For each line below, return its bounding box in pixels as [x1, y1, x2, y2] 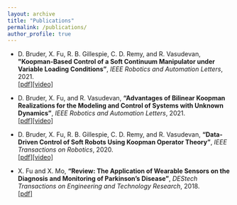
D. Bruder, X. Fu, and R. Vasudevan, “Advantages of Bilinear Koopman [17, 94, 226, 102]
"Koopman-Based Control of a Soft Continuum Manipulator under [17, 58, 215, 66]
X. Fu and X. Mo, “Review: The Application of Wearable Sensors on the [17, 167, 231, 175]
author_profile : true [7, 30, 72, 38]
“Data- [202, 130, 224, 139]
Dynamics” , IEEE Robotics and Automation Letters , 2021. [17, 109, 186, 117]
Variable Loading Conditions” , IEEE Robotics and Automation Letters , [17, 65, 224, 73]
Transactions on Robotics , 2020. [17, 145, 114, 154]
